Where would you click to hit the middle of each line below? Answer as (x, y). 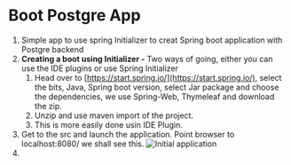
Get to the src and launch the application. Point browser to (128, 134)
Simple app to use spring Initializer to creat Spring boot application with (152, 40)
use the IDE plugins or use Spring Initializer (100, 68)
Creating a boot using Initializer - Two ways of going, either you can (147, 59)
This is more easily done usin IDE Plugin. (109, 124)
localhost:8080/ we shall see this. (83, 144)
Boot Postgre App (75, 16)
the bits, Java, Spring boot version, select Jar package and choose (157, 87)
